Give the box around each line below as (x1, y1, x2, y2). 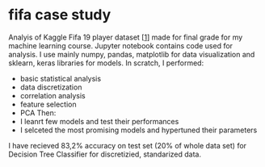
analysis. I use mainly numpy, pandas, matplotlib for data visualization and (8, 49, 255, 59)
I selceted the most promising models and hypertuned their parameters (19, 125, 258, 135)
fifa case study (8, 6, 111, 24)
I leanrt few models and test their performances (19, 116, 179, 126)
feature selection (19, 99, 77, 109)
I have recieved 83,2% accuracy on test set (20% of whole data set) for (8, 140, 247, 150)
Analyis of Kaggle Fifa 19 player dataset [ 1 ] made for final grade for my (8, 32, 243, 42)
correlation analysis (19, 90, 86, 100)
